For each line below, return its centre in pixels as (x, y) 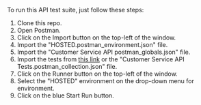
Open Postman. (39, 30)
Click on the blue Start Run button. (65, 95)
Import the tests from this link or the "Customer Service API (100, 59)
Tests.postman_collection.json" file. (67, 66)
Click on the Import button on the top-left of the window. (96, 37)
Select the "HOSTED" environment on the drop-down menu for (106, 81)
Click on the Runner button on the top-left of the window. (97, 74)
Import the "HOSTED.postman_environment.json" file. (92, 45)
